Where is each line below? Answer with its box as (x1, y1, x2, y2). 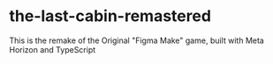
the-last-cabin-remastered (9, 6, 212, 26)
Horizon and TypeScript (9, 44, 96, 54)
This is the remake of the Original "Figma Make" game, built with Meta (9, 35, 265, 46)
